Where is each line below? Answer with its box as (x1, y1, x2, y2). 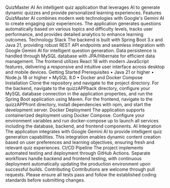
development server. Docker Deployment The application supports (5, 107, 145, 113)
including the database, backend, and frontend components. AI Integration (5, 123, 162, 129)
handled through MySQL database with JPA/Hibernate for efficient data (5, 53, 155, 59)
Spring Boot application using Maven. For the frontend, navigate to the (5, 96, 153, 102)
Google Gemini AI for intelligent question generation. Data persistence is (5, 48, 157, 53)
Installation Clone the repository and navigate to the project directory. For (5, 80, 159, 86)
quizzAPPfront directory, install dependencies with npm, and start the (5, 102, 151, 107)
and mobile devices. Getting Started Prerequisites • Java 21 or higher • (5, 69, 154, 75)
